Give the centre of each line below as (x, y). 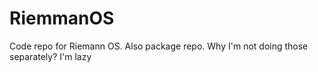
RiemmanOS (62, 18)
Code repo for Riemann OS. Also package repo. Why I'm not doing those (159, 46)
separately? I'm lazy (50, 56)
